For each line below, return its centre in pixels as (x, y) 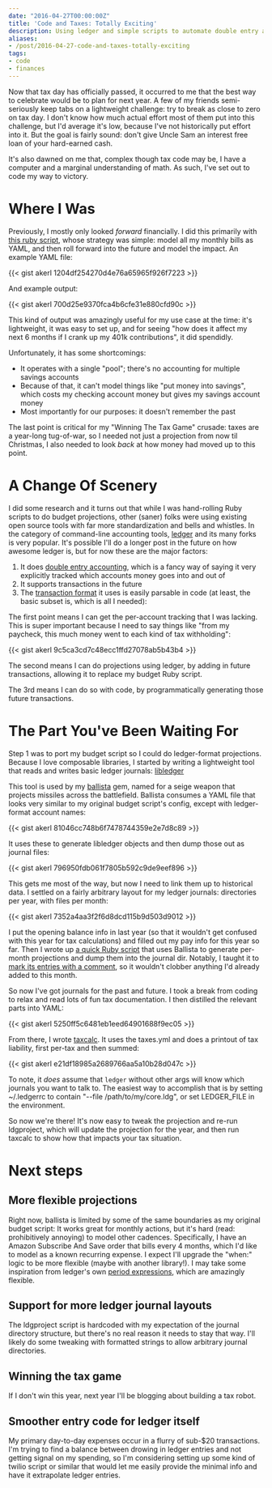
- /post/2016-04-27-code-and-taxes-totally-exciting (99, 46)
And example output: (43, 288)
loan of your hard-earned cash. (61, 143)
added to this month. (43, 975)
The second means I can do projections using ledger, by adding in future (130, 665)
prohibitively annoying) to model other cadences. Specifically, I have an (127, 1237)
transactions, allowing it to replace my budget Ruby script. (105, 674)
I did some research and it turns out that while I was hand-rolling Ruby (125, 508)
